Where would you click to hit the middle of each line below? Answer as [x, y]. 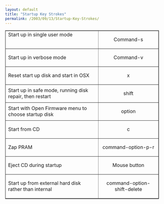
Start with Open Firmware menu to [47, 109]
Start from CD [24, 130]
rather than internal [30, 189]
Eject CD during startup [35, 165]
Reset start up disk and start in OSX [49, 75]
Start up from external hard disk [45, 183]
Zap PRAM [20, 148]
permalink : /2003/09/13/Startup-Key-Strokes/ [52, 19]
